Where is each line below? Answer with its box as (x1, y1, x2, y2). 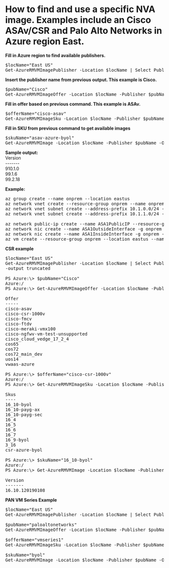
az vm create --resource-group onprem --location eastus (5, 236, 149, 242)
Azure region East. (5, 36, 84, 47)
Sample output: (5, 149, 39, 155)
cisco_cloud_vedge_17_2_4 (5, 336, 69, 342)
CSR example (5, 246, 34, 252)
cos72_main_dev (5, 351, 43, 357)
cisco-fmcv (5, 316, 32, 321)
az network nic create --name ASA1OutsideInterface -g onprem (5, 226, 162, 232)
